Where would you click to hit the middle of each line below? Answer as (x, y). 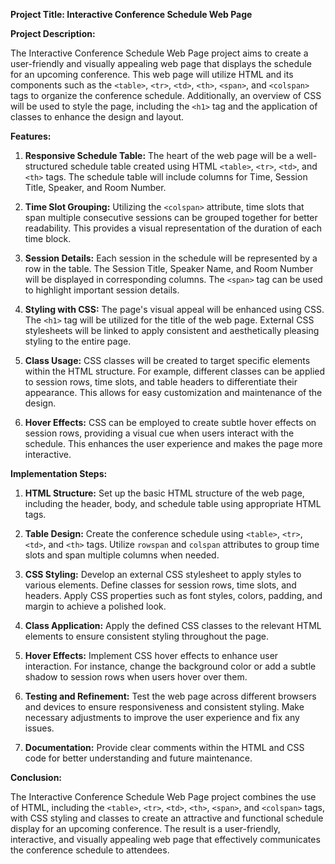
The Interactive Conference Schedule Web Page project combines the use (163, 797)
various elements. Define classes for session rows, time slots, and (160, 585)
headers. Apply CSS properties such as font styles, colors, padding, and (173, 595)
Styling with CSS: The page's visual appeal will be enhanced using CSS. (174, 309)
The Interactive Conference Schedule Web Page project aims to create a (159, 53)
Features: (31, 136)
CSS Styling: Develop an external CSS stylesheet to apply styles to (163, 574)
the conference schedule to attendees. (90, 850)
